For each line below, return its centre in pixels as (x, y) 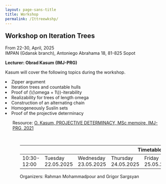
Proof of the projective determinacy (48, 113)
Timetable (150, 149)
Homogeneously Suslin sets (40, 108)
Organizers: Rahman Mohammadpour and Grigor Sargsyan (79, 176)
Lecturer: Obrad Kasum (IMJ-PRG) (41, 63)
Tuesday (54, 158)
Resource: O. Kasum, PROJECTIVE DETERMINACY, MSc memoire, (80, 123)
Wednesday (92, 158)
